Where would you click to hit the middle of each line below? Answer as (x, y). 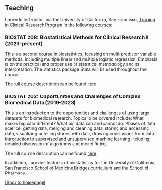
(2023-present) (24, 43)
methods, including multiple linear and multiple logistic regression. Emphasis (81, 59)
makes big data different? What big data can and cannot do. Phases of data (80, 124)
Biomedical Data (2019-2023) (40, 103)
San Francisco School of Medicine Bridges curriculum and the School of (77, 168)
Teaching (19, 8)
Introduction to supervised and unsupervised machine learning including (77, 139)
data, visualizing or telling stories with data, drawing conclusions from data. (80, 134)
